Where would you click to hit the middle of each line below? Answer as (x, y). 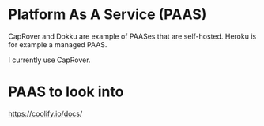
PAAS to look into (66, 92)
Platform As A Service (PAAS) (107, 15)
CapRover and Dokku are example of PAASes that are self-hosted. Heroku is (132, 36)
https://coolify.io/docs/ (45, 113)
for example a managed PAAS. (58, 44)
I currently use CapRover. (49, 60)
